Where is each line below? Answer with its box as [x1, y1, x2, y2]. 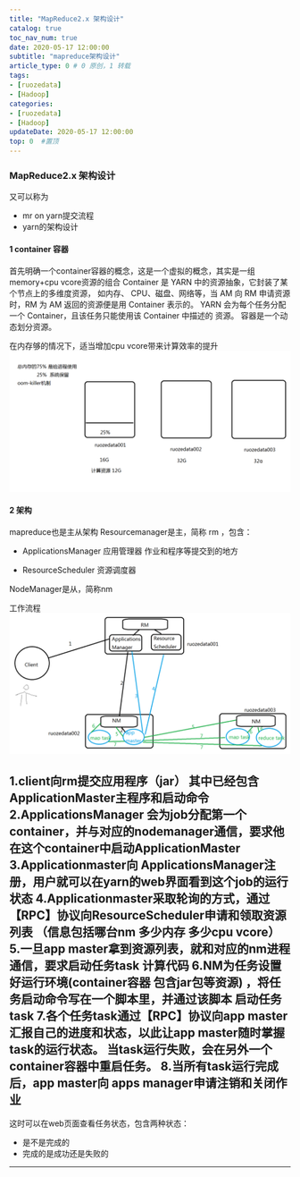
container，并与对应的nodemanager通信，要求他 [9, 824, 285, 840]
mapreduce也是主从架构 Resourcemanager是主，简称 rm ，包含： [9, 526, 253, 537]
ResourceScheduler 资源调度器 [21, 564, 137, 575]
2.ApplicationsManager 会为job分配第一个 [9, 808, 247, 823]
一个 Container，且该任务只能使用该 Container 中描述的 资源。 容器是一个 [9, 309, 280, 321]
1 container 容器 [9, 243, 70, 254]
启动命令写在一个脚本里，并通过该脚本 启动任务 [21, 992, 282, 1007]
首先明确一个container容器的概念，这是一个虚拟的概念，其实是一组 [9, 265, 256, 276]
